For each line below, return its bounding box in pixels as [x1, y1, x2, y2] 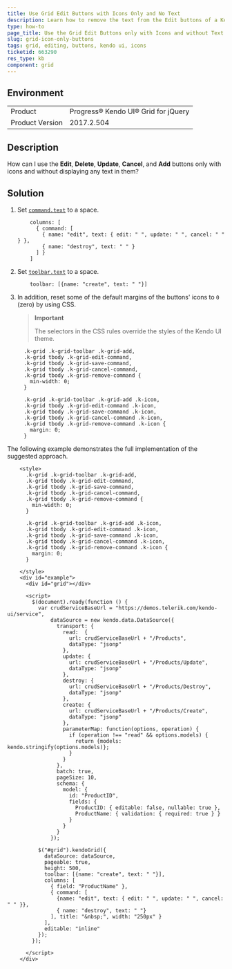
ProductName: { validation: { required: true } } [75, 811, 221, 818]
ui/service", [7, 611, 45, 618]
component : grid [7, 62, 54, 68]
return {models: [75, 738, 122, 745]
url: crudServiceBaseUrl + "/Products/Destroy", [68, 683, 212, 690]
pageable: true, [43, 859, 91, 866]
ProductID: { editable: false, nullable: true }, [75, 804, 221, 811]
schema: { [56, 780, 85, 787]
